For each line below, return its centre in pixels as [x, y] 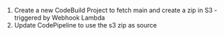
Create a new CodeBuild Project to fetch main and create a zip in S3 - [116, 10]
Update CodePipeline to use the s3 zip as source [85, 25]
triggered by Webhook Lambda [59, 18]
